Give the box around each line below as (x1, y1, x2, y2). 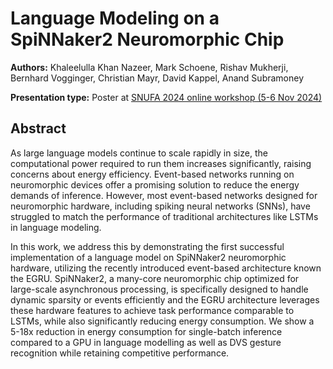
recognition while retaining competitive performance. (10, 347, 230, 359)
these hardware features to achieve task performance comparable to (10, 304, 295, 316)
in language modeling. (10, 221, 102, 233)
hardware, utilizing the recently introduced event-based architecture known (10, 262, 322, 274)
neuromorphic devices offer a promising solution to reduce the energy (10, 178, 300, 191)
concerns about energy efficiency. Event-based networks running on (10, 168, 295, 180)
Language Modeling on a (10, 7, 220, 30)
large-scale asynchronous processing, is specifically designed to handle (10, 283, 309, 295)
